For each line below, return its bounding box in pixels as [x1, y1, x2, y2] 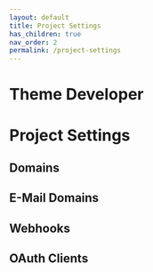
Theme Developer [9, 84, 144, 105]
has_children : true [9, 29, 82, 38]
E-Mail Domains [9, 190, 100, 205]
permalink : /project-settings [9, 46, 122, 55]
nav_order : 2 [9, 37, 58, 47]
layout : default [9, 12, 69, 22]
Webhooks [9, 220, 71, 236]
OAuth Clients [9, 251, 89, 267]
